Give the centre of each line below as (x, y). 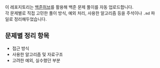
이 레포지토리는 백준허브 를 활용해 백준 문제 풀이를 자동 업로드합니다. (69, 7)
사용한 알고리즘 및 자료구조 (37, 54)
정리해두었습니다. (30, 19)
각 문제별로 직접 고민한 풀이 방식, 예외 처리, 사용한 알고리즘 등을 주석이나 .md (78, 13)
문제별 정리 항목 (27, 36)
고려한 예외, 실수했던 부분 (36, 60)
